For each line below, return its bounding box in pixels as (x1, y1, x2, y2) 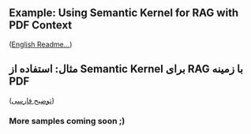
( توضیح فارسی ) (9, 95, 54, 105)
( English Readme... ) (9, 39, 73, 49)
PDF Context (9, 19, 73, 32)
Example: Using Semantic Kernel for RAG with (9, 6, 239, 20)
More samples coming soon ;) (9, 115, 126, 126)
